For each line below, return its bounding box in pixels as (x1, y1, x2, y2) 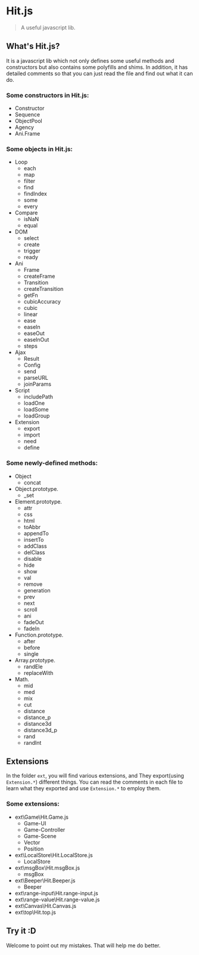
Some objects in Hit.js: (6, 145, 73, 153)
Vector (23, 839, 41, 846)
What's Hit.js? (6, 41, 60, 51)
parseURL (23, 374, 49, 382)
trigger (23, 247, 41, 254)
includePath (23, 393, 54, 401)
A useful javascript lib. (20, 24, 76, 31)
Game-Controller (23, 826, 66, 833)
